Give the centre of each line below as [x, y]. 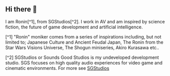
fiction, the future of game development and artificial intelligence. [74, 27]
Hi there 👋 [21, 9]
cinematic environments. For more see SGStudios [57, 68]
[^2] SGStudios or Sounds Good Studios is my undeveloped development [82, 57]
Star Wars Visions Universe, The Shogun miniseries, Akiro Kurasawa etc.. [82, 47]
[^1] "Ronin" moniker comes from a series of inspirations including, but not [83, 36]
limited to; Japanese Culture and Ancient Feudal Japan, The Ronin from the [84, 42]
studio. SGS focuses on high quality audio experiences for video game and [84, 63]
